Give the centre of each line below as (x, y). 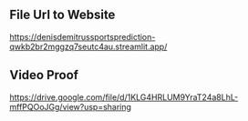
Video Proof (44, 75)
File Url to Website (62, 15)
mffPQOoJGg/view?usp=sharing (71, 106)
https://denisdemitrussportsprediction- (83, 36)
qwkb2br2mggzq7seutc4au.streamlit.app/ (88, 46)
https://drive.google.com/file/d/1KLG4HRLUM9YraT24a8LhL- (124, 97)
